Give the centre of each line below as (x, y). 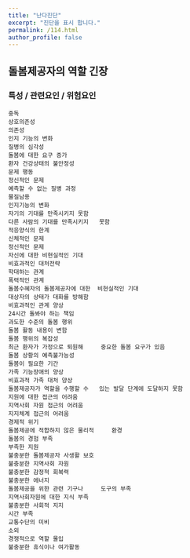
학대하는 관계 (26, 272)
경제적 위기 (24, 422)
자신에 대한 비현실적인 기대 (46, 255)
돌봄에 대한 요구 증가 (38, 155)
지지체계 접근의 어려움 (38, 414)
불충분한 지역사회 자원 (38, 464)
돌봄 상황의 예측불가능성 (41, 355)
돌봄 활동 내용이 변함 (38, 330)
